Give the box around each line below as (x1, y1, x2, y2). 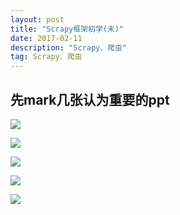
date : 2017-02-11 (10, 33, 83, 43)
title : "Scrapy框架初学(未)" (10, 24, 125, 34)
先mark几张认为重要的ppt (10, 91, 170, 108)
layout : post (10, 14, 65, 25)
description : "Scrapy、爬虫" (10, 42, 128, 53)
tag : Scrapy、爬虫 (10, 52, 83, 62)
